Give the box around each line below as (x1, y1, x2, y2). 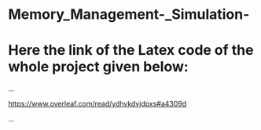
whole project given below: (8, 58, 189, 76)
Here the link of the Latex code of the (8, 42, 254, 60)
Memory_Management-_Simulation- (8, 5, 250, 23)
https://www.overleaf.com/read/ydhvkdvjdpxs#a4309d (8, 99, 187, 109)
